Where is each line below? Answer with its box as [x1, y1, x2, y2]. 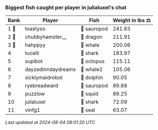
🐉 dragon [80, 33, 103, 40]
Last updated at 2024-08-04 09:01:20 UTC [5, 119, 95, 125]
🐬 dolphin [80, 74, 103, 81]
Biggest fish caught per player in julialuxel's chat [5, 4, 127, 11]
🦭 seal [80, 106, 95, 113]
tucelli [25, 49, 39, 56]
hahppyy [25, 41, 46, 48]
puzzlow [25, 90, 45, 97]
